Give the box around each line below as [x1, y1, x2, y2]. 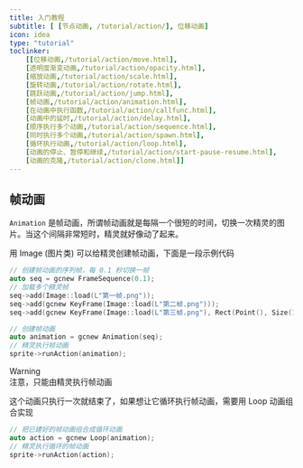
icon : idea [9, 30, 50, 39]
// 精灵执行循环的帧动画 [9, 442, 89, 451]
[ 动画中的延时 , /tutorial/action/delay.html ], [25, 114, 191, 123]
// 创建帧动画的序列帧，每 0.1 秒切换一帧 [9, 266, 150, 276]
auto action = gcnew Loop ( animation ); [9, 433, 155, 443]
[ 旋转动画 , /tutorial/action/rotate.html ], [25, 80, 182, 89]
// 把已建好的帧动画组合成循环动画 [9, 426, 123, 435]
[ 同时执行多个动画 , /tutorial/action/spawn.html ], [25, 131, 205, 140]
